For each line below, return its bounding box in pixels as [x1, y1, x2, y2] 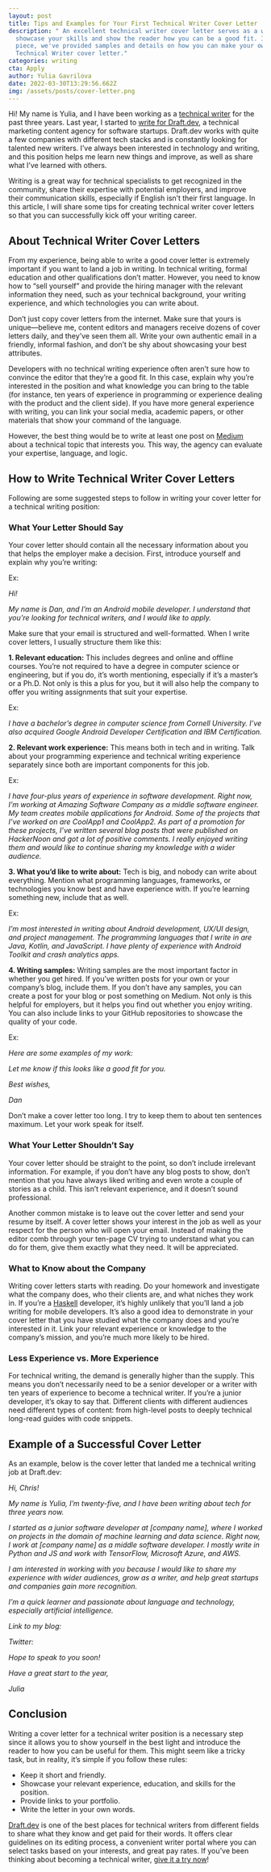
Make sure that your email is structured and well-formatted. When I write [8, 629, 250, 638]
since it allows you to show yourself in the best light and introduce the [8, 1737, 241, 1747]
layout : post [8, 11, 52, 20]
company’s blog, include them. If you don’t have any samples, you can [8, 982, 242, 992]
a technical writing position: [8, 502, 101, 511]
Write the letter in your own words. [19, 1804, 135, 1814]
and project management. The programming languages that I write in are [8, 932, 252, 942]
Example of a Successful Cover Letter [8, 1437, 202, 1451]
